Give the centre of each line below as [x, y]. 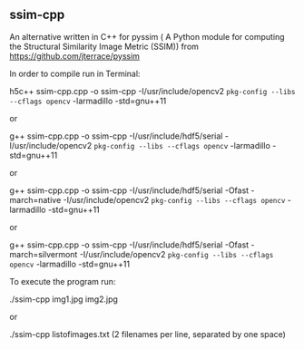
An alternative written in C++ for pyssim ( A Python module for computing [147, 36]
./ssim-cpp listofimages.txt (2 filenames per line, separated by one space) [147, 334]
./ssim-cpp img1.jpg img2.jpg [64, 299]
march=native [35, 199]
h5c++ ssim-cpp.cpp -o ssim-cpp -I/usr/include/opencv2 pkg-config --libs [152, 91]
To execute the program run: [63, 281]
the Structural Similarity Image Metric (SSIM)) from [104, 46]
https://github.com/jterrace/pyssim [75, 56]
